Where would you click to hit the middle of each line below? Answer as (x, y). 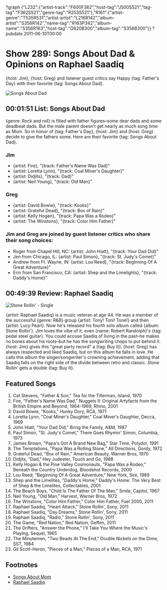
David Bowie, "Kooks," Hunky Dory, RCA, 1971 (60, 412)
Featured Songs (31, 383)
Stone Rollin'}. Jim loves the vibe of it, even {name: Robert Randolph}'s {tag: (84, 331)
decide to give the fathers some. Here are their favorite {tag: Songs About (81, 137)
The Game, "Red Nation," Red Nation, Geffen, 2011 (64, 523)
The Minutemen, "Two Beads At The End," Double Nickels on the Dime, (85, 539)
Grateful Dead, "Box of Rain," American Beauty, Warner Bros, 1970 (81, 454)
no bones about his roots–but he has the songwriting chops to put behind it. (83, 341)
